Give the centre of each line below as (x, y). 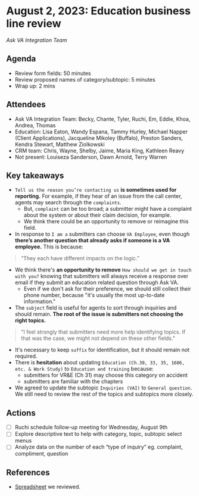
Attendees (26, 104)
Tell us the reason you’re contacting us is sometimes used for (96, 190)
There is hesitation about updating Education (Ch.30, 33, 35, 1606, (99, 363)
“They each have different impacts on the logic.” (80, 258)
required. (26, 356)
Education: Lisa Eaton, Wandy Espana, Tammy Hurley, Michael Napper (101, 132)
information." (40, 301)
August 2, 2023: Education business (98, 11)
